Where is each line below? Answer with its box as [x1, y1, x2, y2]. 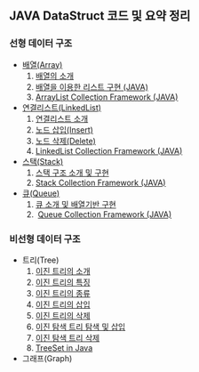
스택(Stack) [21, 156, 64, 166]
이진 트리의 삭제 [35, 310, 91, 320]
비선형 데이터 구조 [9, 232, 82, 245]
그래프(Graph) [21, 352, 73, 363]
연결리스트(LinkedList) [21, 101, 102, 113]
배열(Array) [21, 59, 63, 69]
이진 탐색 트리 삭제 [35, 332, 100, 343]
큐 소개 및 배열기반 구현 [35, 198, 117, 209]
